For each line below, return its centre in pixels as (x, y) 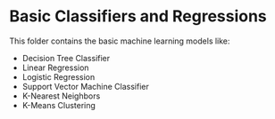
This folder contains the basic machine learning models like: (120, 41)
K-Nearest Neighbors (61, 96)
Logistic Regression (58, 76)
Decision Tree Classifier (66, 58)
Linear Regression (55, 67)
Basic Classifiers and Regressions (138, 16)
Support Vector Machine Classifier (85, 86)
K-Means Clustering (59, 105)
